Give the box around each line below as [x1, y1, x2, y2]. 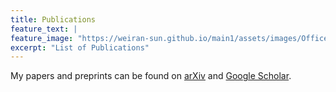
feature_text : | [10, 24, 78, 34]
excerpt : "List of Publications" [10, 42, 150, 53]
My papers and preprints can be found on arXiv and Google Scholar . [10, 70, 292, 82]
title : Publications [10, 14, 97, 25]
